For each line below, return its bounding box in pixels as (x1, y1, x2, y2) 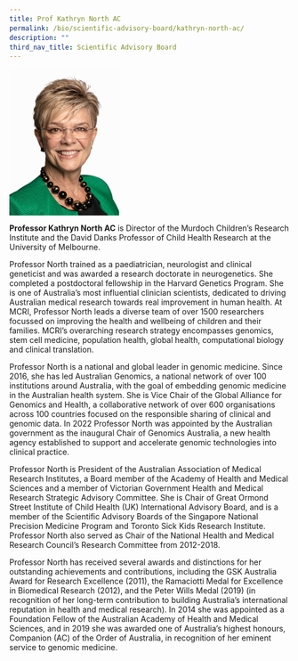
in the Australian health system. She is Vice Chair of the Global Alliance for (9, 389, 283, 400)
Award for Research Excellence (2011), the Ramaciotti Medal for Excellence (9, 575, 284, 586)
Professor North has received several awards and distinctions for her (9, 557, 262, 567)
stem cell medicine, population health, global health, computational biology (9, 334, 285, 345)
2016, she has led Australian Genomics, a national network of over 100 (9, 371, 267, 381)
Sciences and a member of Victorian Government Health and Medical (9, 482, 264, 494)
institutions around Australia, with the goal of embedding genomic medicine (9, 379, 286, 391)
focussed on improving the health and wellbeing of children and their (9, 315, 262, 326)
